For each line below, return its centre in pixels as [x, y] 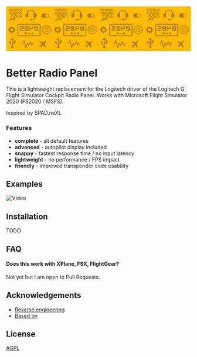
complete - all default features [52, 140]
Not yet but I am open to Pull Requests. [53, 277]
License [21, 334]
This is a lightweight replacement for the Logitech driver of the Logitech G [95, 89]
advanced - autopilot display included [61, 147]
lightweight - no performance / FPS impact [67, 159]
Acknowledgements [44, 295]
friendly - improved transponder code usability [72, 166]
